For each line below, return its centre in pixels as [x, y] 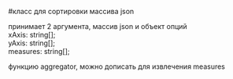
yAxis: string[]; [32, 43]
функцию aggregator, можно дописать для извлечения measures [117, 66]
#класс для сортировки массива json [71, 11]
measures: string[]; [39, 51]
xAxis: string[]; [32, 35]
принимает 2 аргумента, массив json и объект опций [98, 26]
